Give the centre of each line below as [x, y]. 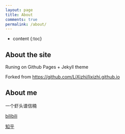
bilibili [11, 116]
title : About [19, 15]
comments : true [21, 19]
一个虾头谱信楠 [21, 105]
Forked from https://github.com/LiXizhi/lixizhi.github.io [62, 77]
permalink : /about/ [26, 24]
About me [21, 93]
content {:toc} [27, 39]
